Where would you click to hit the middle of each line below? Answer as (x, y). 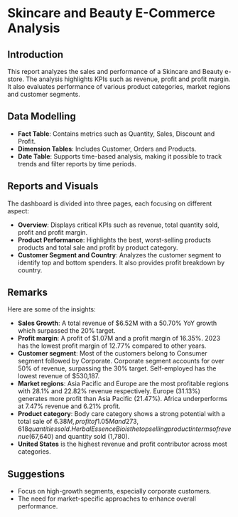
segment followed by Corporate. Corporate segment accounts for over (121, 361)
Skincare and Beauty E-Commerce (111, 13)
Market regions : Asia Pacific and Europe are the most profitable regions (123, 384)
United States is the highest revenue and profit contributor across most (122, 444)
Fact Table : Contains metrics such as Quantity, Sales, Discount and (116, 134)
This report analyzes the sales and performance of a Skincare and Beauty (115, 71)
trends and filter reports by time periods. (77, 164)
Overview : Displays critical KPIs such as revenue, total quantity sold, (118, 225)
